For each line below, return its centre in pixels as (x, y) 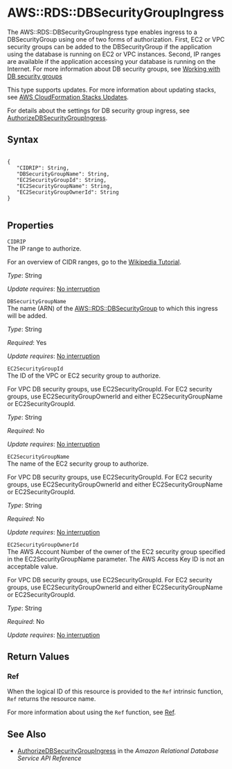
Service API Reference (49, 759)
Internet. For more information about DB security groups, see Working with (114, 69)
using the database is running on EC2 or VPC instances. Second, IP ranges (114, 54)
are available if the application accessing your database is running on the (111, 61)
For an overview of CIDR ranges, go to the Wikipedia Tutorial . (95, 262)
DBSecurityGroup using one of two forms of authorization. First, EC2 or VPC (116, 39)
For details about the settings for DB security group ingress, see (99, 110)
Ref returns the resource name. (52, 699)
